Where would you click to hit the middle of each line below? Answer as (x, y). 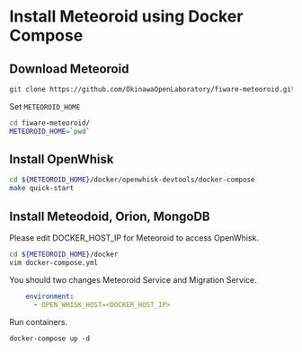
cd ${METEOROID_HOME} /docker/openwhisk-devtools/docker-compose (132, 180)
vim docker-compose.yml (54, 262)
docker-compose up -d (50, 339)
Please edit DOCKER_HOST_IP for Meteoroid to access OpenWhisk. (134, 238)
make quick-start (42, 189)
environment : (50, 296)
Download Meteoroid (69, 69)
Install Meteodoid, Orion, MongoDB (110, 216)
